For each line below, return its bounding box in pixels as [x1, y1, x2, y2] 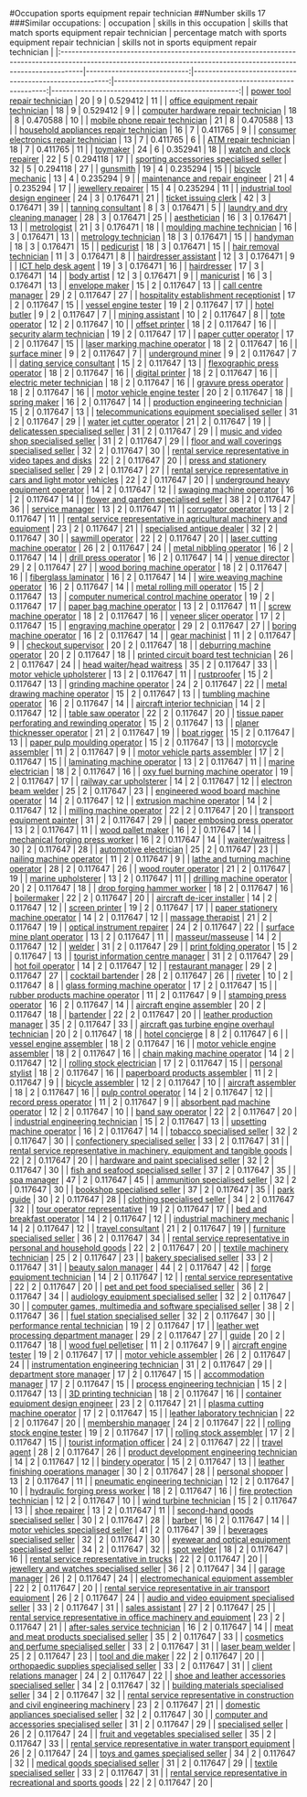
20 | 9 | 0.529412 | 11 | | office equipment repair [79, 95, 259, 106]
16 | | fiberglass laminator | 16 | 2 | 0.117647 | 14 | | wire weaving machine [9, 572, 283, 582]
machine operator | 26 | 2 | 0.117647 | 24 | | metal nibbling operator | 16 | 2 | [9, 543, 294, 553]
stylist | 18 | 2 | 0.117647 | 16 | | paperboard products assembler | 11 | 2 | [9, 1068, 279, 1078]
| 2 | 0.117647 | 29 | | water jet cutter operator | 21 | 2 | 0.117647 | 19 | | [9, 416, 271, 426]
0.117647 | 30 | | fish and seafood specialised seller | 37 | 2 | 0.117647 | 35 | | [9, 1165, 297, 1175]
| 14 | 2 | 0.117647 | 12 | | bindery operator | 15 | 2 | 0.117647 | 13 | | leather [9, 1457, 285, 1467]
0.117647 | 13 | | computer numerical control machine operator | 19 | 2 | [9, 591, 275, 602]
